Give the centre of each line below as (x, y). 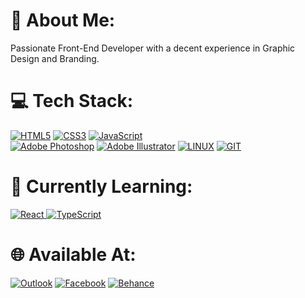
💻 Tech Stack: (72, 101)
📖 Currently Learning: (101, 186)
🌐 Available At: (73, 255)
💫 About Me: (63, 20)
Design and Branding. (55, 58)
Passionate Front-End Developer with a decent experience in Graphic (153, 48)
